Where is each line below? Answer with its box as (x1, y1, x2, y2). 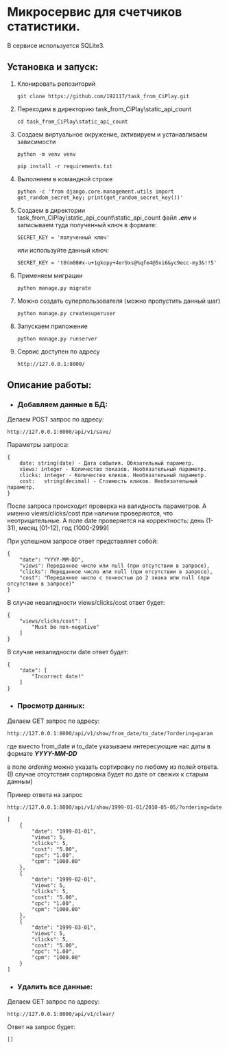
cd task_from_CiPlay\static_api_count (16, 118, 128, 125)
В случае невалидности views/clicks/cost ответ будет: (7, 599, 166, 607)
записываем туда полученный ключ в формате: (16, 220, 157, 229)
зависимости (16, 137, 56, 146)
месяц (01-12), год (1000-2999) (19, 524, 110, 532)
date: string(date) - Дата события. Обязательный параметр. (19, 460, 195, 467)
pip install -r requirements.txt (16, 163, 113, 170)
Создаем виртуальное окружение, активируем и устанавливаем (16, 130, 208, 138)
